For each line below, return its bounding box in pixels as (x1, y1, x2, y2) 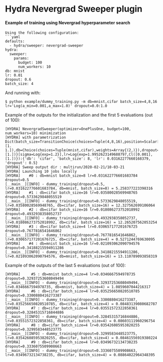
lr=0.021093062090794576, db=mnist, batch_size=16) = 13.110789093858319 (5, 254, 158, 259)
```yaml (5, 35, 21, 40)
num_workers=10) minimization (5, 131, 66, 136)
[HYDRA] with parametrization (5, 135, 66, 140)
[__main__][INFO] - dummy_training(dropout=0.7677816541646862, (5, 233, 138, 238)
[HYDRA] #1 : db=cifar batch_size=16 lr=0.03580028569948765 (5, 190, 138, 195)
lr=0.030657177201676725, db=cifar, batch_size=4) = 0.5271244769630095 (5, 237, 155, 242)
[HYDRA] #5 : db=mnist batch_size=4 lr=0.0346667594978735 (5, 272, 136, 277)
